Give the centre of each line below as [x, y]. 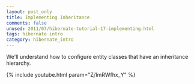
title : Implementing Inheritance [48, 17]
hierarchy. [19, 63]
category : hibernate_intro [40, 40]
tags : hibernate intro [35, 34]
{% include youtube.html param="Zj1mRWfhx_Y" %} [71, 75]
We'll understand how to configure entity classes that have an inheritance [97, 57]
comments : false [26, 23]
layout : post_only [29, 12]
